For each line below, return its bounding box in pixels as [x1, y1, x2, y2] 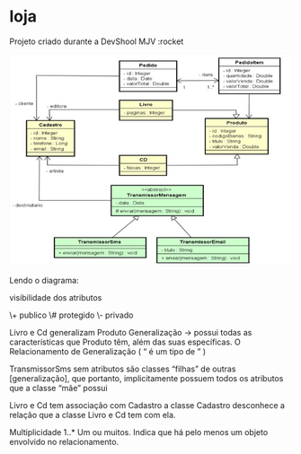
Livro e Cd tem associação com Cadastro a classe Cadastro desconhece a [9, 399, 286, 410]
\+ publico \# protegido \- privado [9, 310, 134, 320]
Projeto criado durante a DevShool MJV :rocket [9, 36, 184, 47]
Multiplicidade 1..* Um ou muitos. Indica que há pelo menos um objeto [9, 426, 269, 437]
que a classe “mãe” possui [9, 382, 108, 393]
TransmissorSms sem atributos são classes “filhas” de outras [9, 363, 236, 374]
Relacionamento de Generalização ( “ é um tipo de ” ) [9, 345, 207, 356]
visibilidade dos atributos [9, 292, 102, 302]
